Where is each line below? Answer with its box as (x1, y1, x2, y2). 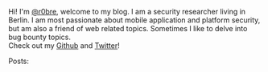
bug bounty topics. (8, 32, 71, 42)
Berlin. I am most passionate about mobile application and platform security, (8, 15, 261, 25)
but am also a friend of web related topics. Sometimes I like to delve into (8, 24, 248, 33)
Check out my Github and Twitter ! (8, 41, 120, 50)
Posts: (8, 56, 30, 66)
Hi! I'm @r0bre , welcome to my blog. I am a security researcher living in (8, 7, 246, 16)
